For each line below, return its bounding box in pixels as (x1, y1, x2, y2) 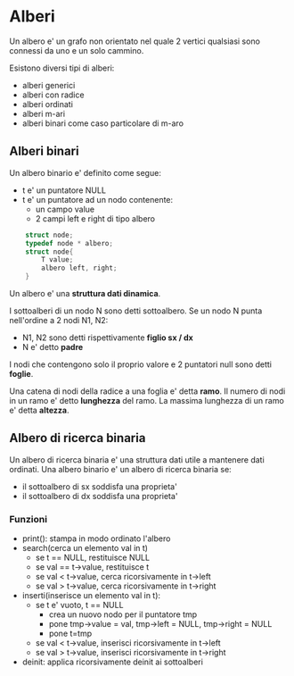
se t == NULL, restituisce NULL (35, 552, 150, 563)
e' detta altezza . (9, 405, 69, 415)
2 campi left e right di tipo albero (35, 213, 156, 224)
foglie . (9, 369, 34, 379)
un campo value (35, 204, 95, 214)
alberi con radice (21, 89, 85, 100)
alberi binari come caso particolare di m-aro (21, 118, 184, 129)
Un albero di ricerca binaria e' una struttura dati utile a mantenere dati (9, 454, 265, 465)
